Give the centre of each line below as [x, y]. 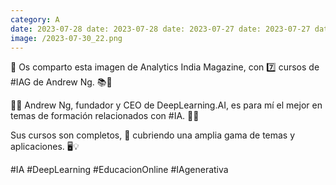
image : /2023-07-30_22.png [66, 38]
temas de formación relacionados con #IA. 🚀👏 [105, 116]
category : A [35, 19]
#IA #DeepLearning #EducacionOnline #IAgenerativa [119, 170]
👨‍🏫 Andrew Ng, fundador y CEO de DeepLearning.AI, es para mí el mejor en [166, 105]
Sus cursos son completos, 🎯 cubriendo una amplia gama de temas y [153, 135]
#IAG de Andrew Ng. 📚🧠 [61, 82]
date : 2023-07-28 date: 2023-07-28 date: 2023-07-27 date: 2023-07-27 [160, 29]
